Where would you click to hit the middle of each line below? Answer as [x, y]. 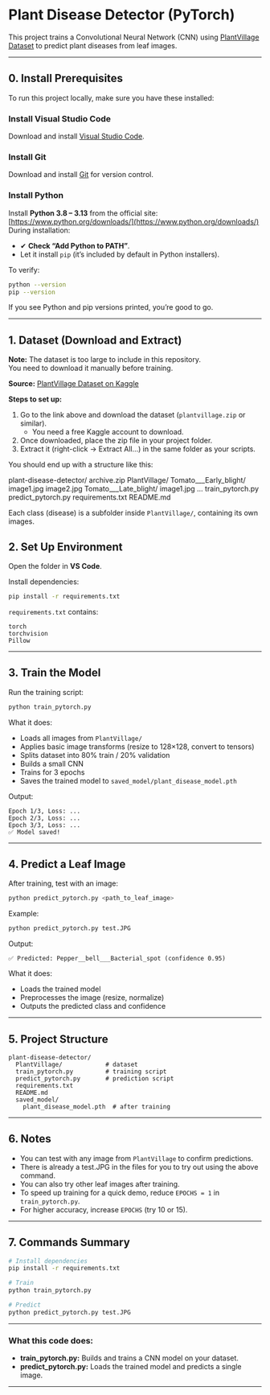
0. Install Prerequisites [65, 78]
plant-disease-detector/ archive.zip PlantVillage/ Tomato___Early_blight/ [127, 480]
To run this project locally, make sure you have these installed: [111, 97]
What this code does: [51, 1340]
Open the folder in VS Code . [55, 566]
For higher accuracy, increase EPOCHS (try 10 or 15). [104, 1209]
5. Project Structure [58, 1039]
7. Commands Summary [69, 1243]
